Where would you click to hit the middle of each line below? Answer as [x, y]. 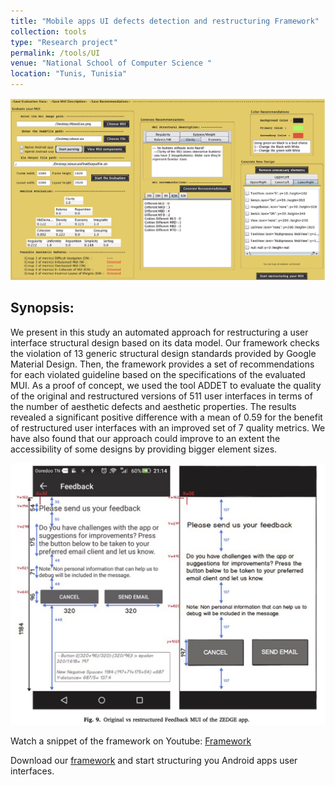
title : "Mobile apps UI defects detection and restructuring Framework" [165, 21]
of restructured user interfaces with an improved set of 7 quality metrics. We [168, 427]
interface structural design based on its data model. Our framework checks [165, 342]
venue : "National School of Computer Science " [111, 63]
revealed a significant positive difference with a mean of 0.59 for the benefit [166, 417]
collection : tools [48, 31]
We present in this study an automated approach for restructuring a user [159, 332]
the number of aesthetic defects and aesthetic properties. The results [153, 406]
